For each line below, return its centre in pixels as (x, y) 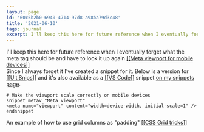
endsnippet (20, 111)
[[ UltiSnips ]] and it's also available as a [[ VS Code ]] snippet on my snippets (100, 78)
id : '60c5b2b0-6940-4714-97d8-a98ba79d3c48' (63, 18)
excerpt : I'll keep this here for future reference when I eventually (97, 35)
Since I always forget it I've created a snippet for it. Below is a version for (97, 71)
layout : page (23, 12)
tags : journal (24, 29)
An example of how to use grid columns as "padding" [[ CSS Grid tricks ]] (97, 123)
